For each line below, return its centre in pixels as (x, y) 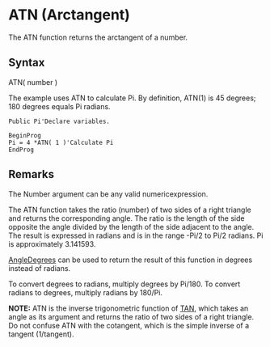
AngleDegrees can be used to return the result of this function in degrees (131, 260)
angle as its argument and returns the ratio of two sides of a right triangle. (131, 316)
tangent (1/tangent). (41, 334)
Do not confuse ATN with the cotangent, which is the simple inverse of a (129, 325)
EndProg (21, 150)
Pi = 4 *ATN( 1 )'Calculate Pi (61, 142)
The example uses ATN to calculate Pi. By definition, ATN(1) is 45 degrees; (132, 98)
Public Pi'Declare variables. (59, 121)
